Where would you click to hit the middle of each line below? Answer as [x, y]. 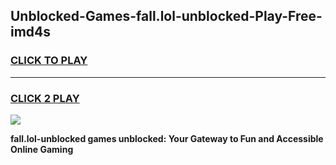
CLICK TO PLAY [49, 61]
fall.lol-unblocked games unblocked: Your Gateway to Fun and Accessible [167, 138]
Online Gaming [42, 149]
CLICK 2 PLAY [45, 98]
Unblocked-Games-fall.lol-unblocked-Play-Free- [166, 16]
